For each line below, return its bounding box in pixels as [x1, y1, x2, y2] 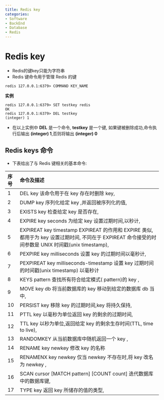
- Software [5, 16, 27, 21]
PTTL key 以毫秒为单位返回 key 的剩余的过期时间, [20, 311, 133, 318]
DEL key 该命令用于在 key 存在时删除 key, [20, 190, 115, 197]
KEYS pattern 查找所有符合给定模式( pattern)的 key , [20, 276, 140, 283]
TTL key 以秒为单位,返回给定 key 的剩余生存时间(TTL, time [20, 320, 154, 327]
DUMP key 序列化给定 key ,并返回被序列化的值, [20, 199, 127, 206]
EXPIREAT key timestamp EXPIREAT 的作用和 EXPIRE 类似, [20, 226, 153, 233]
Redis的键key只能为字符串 [12, 67, 65, 73]
